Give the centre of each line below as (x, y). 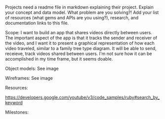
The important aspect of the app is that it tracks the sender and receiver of (81, 38)
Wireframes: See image (29, 78)
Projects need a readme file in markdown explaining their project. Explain (80, 7)
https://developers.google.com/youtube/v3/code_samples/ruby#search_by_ (82, 97)
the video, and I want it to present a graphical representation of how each (80, 43)
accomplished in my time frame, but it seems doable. (59, 59)
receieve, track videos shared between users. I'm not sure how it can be (79, 54)
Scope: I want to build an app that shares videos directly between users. (79, 32)
